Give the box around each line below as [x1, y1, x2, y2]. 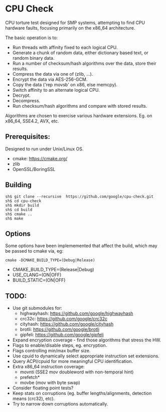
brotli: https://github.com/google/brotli [20, 326, 99, 332]
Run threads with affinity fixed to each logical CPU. [12, 44, 118, 50]
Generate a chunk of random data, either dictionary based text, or [12, 50, 149, 56]
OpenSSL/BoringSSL [12, 166, 56, 172]
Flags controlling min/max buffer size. [12, 348, 91, 354]
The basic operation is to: [5, 35, 58, 41]
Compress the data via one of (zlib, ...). [12, 71, 93, 77]
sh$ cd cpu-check [5, 198, 42, 203]
